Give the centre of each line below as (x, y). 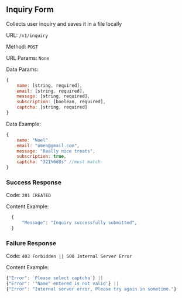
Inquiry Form (30, 10)
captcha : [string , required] (52, 107)
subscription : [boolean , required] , (61, 102)
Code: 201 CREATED (29, 195)
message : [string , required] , (54, 96)
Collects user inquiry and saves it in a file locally (64, 23)
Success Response (34, 182)
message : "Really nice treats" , (56, 151)
